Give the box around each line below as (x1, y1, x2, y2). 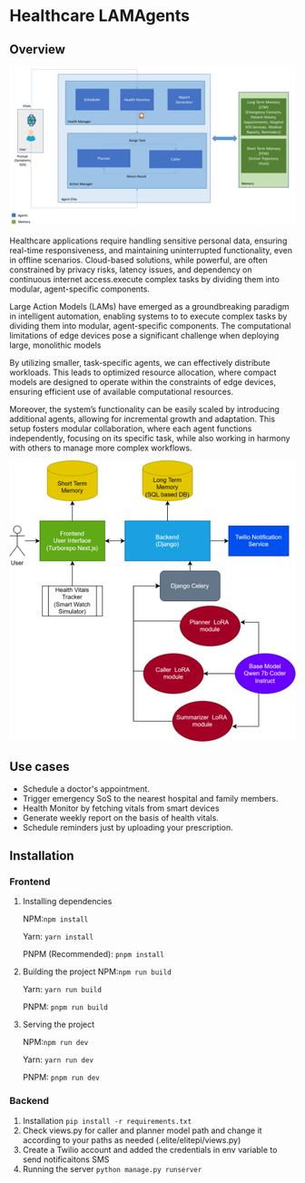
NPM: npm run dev (22, 1037, 89, 1048)
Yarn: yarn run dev (22, 1054, 93, 1065)
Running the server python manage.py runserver (22, 1163, 202, 1174)
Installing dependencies (22, 896, 113, 907)
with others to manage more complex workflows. (9, 442, 192, 453)
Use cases (9, 759, 70, 774)
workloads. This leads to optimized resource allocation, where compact (9, 367, 277, 378)
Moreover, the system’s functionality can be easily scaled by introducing (9, 403, 280, 414)
